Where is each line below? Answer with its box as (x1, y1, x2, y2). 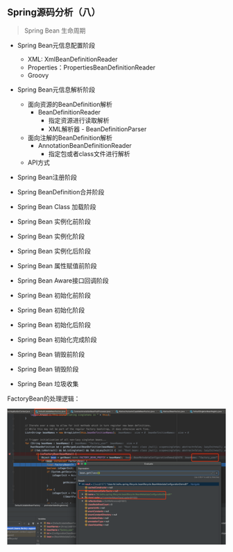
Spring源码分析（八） (7, 6, 101, 19)
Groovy (27, 71, 49, 79)
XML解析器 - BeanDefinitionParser (48, 124, 147, 133)
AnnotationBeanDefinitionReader (37, 141, 132, 149)
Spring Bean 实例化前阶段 (17, 217, 92, 226)
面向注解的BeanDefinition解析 (27, 133, 113, 142)
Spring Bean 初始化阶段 (17, 306, 85, 314)
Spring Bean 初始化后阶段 (17, 320, 92, 328)
